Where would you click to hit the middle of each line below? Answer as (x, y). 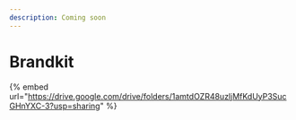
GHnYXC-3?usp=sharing (55, 106)
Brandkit (42, 61)
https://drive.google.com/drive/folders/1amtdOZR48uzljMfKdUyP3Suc (157, 96)
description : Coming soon (57, 17)
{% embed (29, 87)
